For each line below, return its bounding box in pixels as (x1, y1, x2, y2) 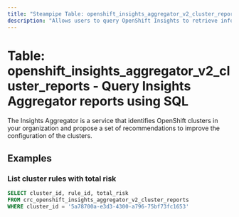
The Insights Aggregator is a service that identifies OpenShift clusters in (7, 117, 218, 125)
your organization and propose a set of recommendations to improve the (7, 124, 221, 132)
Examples (7, 152, 52, 164)
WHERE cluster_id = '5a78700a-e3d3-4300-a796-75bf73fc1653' (7, 203, 190, 210)
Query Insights (101, 78, 191, 94)
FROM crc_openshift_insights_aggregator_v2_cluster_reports (7, 196, 190, 203)
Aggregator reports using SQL (7, 93, 189, 109)
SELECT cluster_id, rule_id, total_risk (7, 190, 129, 197)
